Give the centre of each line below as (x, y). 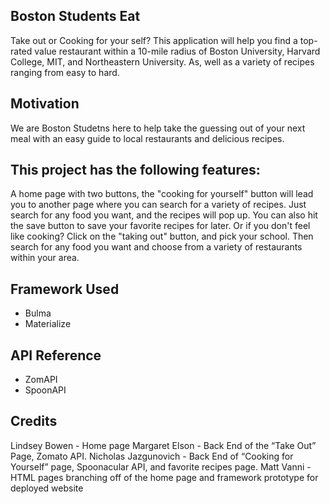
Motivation (45, 104)
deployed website (47, 488)
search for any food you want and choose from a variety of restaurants (156, 247)
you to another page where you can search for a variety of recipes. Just (158, 205)
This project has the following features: (135, 170)
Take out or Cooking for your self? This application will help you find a (154, 40)
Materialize (48, 324)
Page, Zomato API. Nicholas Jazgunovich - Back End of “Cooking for (152, 456)
